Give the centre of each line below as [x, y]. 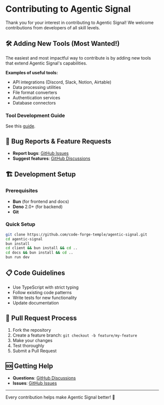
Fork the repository [32, 330]
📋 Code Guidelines [35, 273]
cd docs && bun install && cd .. [39, 253]
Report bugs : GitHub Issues [41, 153]
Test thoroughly [28, 345]
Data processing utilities [37, 87]
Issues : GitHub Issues [35, 383]
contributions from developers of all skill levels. [53, 27]
